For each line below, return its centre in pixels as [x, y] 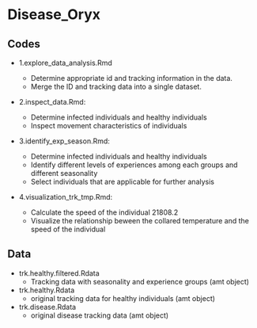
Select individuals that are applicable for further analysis [123, 181]
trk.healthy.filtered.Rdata [59, 273]
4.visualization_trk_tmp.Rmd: [66, 197]
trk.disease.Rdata [47, 307]
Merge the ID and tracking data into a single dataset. [116, 86]
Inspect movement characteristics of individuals [109, 126]
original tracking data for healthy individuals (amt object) [123, 298]
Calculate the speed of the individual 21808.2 [104, 212]
